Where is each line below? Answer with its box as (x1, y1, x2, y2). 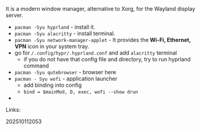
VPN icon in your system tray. (14, 43, 89, 50)
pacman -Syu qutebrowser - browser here (14, 69, 117, 75)
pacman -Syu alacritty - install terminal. (14, 30, 116, 37)
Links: (5, 106, 21, 113)
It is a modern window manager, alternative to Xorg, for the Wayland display (5, 5, 196, 12)
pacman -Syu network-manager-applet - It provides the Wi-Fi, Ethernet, (14, 36, 191, 43)
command (23, 62, 49, 69)
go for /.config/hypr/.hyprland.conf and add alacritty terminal (14, 49, 177, 56)
